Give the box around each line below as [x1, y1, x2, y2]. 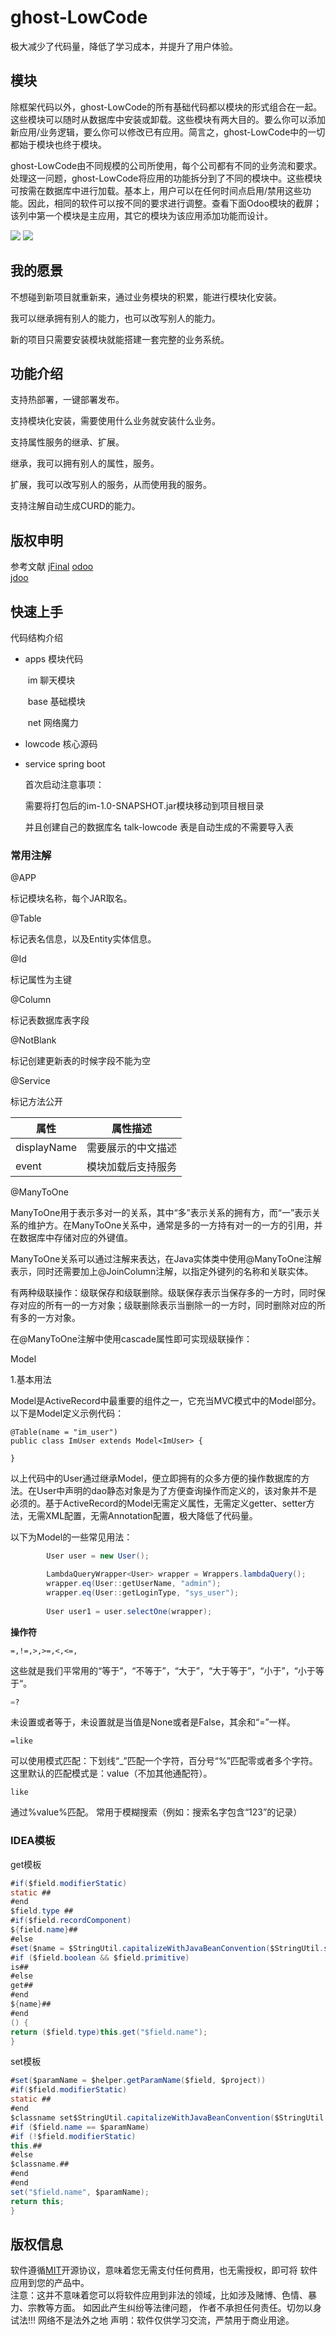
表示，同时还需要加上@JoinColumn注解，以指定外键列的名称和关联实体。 [10, 1266, 314, 1278]
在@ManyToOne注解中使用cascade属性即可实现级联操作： [10, 1333, 253, 1345]
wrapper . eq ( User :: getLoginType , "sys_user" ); [46, 1587, 240, 1598]
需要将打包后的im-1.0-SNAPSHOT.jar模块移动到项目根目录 [24, 800, 265, 811]
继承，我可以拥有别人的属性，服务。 [10, 457, 160, 470]
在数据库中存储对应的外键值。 [10, 1232, 133, 1244]
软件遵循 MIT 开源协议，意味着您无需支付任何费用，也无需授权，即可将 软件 [10, 2264, 318, 2276]
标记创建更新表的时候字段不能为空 [10, 1055, 151, 1067]
